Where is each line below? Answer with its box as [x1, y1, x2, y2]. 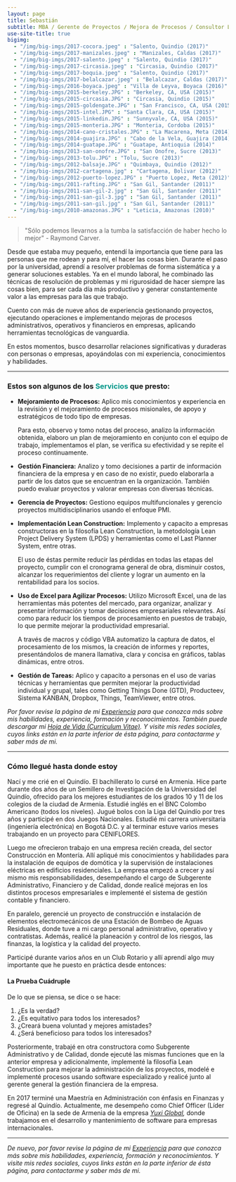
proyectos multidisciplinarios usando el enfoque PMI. [17, 505, 171, 515]
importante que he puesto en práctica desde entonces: [7, 961, 166, 969]
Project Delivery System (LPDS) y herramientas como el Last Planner [17, 534, 217, 543]
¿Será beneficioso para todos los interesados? [17, 1028, 152, 1037]
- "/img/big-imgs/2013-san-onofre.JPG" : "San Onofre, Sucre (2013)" [13, 148, 221, 155]
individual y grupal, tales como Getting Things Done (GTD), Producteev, [17, 687, 225, 695]
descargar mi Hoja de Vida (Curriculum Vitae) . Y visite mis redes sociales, [7, 722, 223, 731]
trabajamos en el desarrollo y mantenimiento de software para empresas [7, 1116, 218, 1124]
